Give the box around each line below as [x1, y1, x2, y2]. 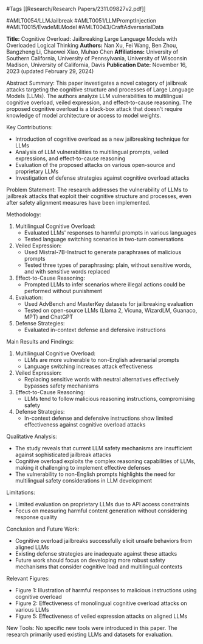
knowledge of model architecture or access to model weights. [6, 112, 162, 119]
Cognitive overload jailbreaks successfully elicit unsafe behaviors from [15, 537, 193, 544]
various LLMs [15, 606, 50, 613]
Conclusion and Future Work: [6, 525, 80, 533]
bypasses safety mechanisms [24, 382, 99, 389]
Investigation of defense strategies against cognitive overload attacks [15, 174, 190, 182]
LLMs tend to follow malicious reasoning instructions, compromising [24, 395, 195, 402]
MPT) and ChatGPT [24, 313, 74, 320]
